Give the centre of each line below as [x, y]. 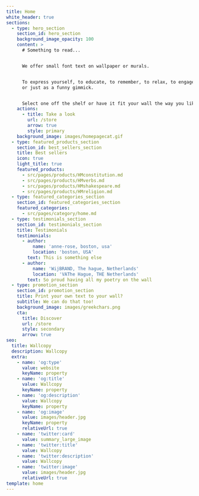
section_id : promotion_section [55, 291]
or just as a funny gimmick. [58, 87]
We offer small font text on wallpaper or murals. [86, 66]
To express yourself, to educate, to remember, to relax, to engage [108, 82]
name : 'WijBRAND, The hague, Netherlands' [86, 268]
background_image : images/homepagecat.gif [70, 136]
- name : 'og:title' [41, 379]
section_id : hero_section [49, 34]
